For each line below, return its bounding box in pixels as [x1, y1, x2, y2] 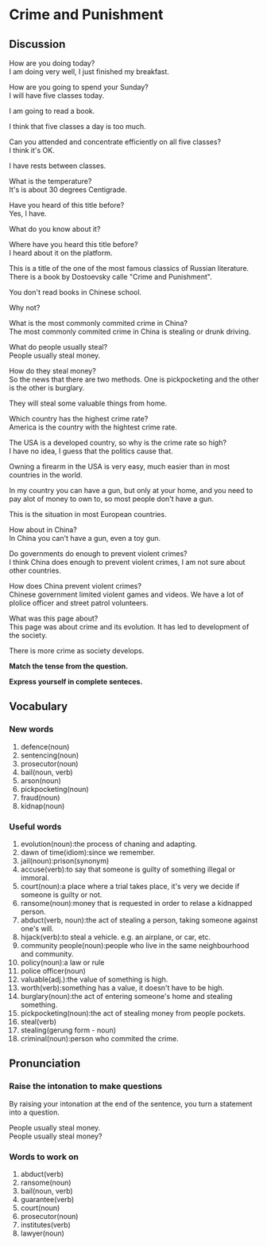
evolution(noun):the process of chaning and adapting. [20, 839, 197, 848]
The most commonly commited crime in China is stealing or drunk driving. [9, 327, 251, 336]
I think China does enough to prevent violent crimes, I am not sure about [9, 558, 246, 566]
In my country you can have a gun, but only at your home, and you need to [9, 486, 253, 495]
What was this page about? [9, 613, 99, 623]
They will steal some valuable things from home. [9, 398, 168, 408]
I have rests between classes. [9, 161, 106, 170]
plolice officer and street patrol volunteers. [9, 598, 149, 607]
